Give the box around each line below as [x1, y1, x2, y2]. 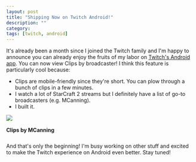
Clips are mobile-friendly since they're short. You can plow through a [14, 78, 185, 85]
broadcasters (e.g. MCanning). [14, 96, 91, 104]
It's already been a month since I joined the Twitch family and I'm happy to [6, 47, 189, 54]
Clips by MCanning [6, 126, 55, 134]
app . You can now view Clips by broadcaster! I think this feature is [6, 60, 169, 67]
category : [6, 25, 31, 32]
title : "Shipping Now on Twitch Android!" [6, 14, 114, 20]
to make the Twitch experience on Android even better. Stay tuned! [6, 149, 171, 156]
